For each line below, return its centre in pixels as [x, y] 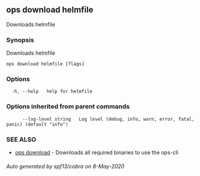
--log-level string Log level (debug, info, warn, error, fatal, [108, 119]
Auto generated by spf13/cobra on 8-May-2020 [65, 166]
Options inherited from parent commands [68, 106]
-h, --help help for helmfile [52, 92]
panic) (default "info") [37, 124]
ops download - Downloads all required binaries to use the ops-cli [97, 152]
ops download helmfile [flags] [45, 64]
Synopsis [20, 40]
